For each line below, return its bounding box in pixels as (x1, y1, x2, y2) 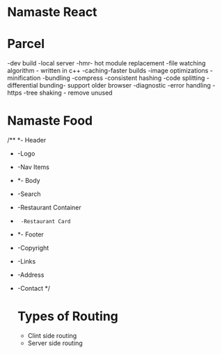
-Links (17, 257, 36, 266)
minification (7, 74, 41, 82)
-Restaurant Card (20, 218, 71, 225)
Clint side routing (27, 332, 77, 339)
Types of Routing (17, 309, 118, 324)
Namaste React (7, 4, 97, 20)
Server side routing (27, 339, 84, 347)
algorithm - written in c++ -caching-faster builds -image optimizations (7, 67, 209, 75)
